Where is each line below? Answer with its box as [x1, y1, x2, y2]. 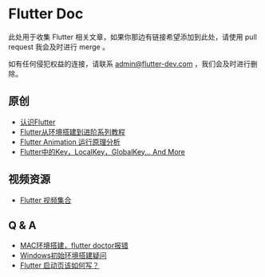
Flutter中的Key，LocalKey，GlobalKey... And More [19, 146, 186, 156]
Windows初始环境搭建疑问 [19, 251, 107, 260]
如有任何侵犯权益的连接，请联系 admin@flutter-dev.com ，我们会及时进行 [8, 59, 251, 68]
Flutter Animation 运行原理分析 [19, 137, 121, 146]
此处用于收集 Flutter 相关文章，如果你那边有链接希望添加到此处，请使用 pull [8, 32, 257, 41]
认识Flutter [19, 117, 56, 127]
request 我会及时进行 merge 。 [8, 41, 110, 52]
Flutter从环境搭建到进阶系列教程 [19, 127, 126, 136]
